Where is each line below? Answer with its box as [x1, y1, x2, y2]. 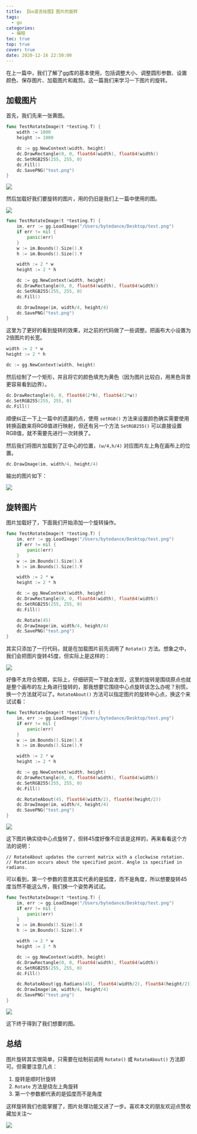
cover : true [6, 47, 35, 53]
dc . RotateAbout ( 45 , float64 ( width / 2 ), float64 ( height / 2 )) [16, 796, 161, 802]
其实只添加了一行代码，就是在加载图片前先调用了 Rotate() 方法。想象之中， [6, 645, 189, 652]
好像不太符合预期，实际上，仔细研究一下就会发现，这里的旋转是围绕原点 [6, 676, 181, 683]
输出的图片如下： [6, 472, 47, 479]
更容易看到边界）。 [6, 381, 50, 388]
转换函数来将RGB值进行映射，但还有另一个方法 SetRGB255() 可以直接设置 [6, 422, 182, 429]
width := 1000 [16, 129, 51, 135]
